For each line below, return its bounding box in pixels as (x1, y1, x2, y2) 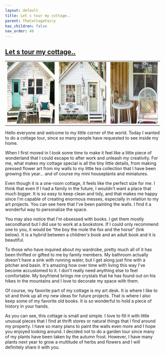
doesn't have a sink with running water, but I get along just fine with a (5, 257, 146, 263)
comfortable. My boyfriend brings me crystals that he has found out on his (5, 273, 156, 279)
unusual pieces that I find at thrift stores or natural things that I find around (5, 318, 156, 324)
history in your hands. (5, 303, 49, 309)
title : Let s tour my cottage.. (5, 13, 71, 18)
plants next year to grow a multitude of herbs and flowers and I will (5, 339, 140, 345)
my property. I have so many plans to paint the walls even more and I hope (5, 323, 156, 329)
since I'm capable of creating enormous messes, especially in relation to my (5, 196, 159, 202)
